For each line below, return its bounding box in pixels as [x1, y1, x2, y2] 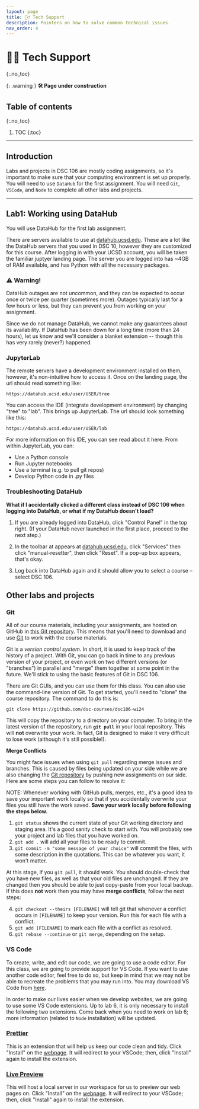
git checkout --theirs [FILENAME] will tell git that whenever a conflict [14, 905, 187, 913]
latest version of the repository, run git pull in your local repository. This [6, 723, 185, 730]
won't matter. [14, 857, 47, 864]
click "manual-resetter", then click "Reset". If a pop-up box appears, [14, 549, 181, 556]
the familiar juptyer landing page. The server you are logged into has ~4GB [6, 255, 189, 262]
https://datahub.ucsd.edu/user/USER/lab [6, 426, 108, 432]
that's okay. [14, 555, 43, 563]
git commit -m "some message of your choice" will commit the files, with [14, 845, 192, 852]
